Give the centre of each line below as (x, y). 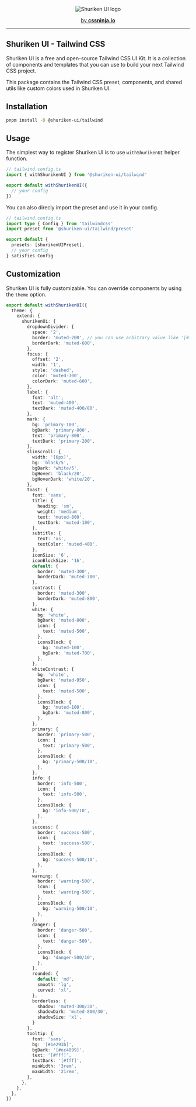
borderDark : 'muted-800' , (69, 599)
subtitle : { (46, 533)
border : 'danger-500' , (65, 930)
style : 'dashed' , (53, 370)
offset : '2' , (48, 360)
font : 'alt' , (48, 398)
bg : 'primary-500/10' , (70, 762)
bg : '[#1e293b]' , (53, 1044)
